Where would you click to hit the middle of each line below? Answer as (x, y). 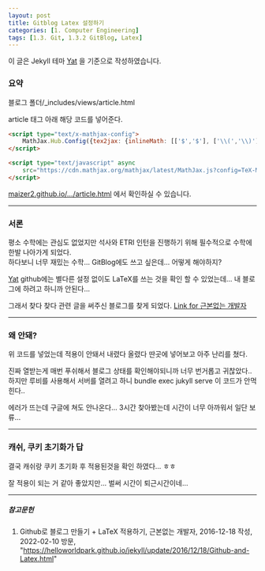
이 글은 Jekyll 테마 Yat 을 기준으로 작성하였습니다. (85, 61)
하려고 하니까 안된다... (56, 289)
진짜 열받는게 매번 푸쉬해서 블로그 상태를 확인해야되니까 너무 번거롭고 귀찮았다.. (130, 371)
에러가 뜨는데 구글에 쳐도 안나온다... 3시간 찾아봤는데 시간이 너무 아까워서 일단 (128, 407)
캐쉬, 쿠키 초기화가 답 (46, 448)
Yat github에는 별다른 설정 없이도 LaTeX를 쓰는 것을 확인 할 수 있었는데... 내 (125, 279)
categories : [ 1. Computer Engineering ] (74, 30)
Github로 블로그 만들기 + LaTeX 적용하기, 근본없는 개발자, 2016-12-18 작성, (136, 531)
